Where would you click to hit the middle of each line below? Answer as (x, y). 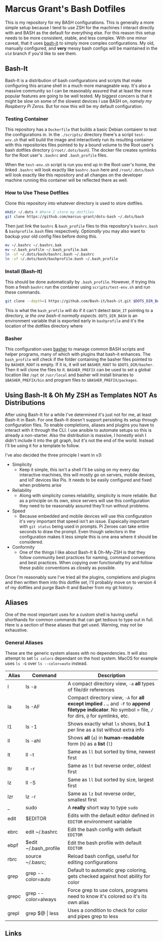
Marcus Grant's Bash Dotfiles (65, 9)
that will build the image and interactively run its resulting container (86, 140)
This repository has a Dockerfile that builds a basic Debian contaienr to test (81, 129)
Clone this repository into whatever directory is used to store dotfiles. (74, 203)
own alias (78, 902)
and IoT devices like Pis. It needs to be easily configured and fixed (85, 480)
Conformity (23, 547)
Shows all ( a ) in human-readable (106, 737)
